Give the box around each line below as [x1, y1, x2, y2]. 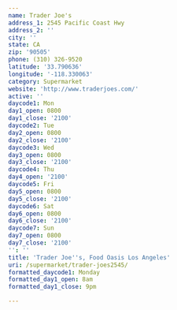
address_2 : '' [8, 26, 55, 34]
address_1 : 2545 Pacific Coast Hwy [8, 19, 125, 27]
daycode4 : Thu [8, 166, 55, 174]
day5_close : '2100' [8, 195, 72, 203]
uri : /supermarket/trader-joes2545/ [8, 261, 128, 269]
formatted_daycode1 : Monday [8, 268, 101, 276]
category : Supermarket [8, 77, 83, 85]
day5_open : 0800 [8, 187, 61, 196]
